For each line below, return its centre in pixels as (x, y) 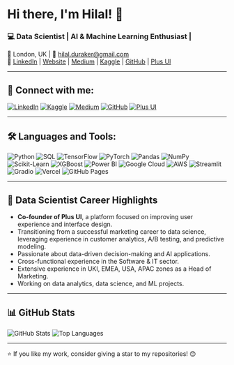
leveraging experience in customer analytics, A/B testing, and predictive (120, 239)
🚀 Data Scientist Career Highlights (83, 200)
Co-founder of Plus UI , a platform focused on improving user (105, 216)
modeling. (32, 246)
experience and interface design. (65, 224)
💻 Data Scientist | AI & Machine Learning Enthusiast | (100, 36)
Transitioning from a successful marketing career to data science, (112, 231)
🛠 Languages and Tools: (62, 136)
